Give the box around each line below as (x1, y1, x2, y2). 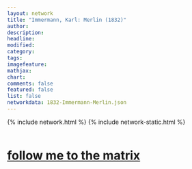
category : (7, 49, 36, 55)
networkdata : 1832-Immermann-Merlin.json (7, 99, 127, 106)
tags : (7, 55, 23, 62)
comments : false (7, 80, 53, 87)
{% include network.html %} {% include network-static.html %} (7, 118, 186, 126)
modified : (7, 42, 36, 49)
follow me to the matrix (7, 148, 141, 164)
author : (7, 23, 29, 29)
